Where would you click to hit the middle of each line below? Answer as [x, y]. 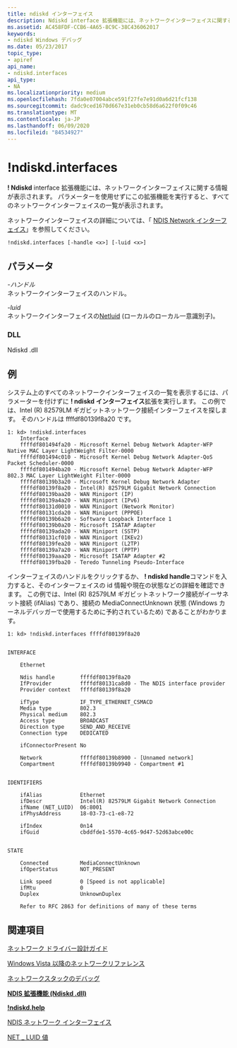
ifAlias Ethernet [63, 795]
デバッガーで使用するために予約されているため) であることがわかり [123, 612]
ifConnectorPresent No [53, 746]
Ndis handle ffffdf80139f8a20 [75, 678]
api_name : [22, 67]
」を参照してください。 [60, 229]
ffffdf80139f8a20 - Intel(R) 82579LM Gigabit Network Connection [118, 488]
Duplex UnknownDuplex [71, 894]
